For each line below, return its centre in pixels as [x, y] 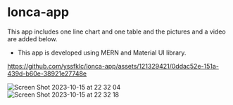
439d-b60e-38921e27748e [47, 73]
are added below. [32, 38]
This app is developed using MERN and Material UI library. [102, 52]
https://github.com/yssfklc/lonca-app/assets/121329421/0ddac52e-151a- [113, 66]
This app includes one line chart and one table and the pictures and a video [117, 31]
